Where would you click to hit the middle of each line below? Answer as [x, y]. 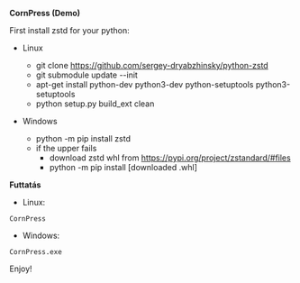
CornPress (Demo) [45, 13]
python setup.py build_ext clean [95, 104]
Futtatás [25, 185]
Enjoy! [21, 269]
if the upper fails [66, 148]
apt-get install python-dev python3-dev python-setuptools [145, 84]
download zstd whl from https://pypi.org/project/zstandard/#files [170, 158]
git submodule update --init [86, 75]
